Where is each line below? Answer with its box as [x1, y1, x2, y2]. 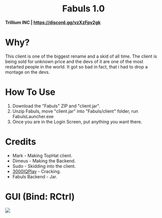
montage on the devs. [5, 69, 50, 75]
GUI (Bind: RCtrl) [5, 191, 75, 202]
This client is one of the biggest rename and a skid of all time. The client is [5, 53, 158, 59]
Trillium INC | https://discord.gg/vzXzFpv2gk [5, 19, 101, 25]
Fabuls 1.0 [62, 3, 105, 14]
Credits [5, 136, 36, 147]
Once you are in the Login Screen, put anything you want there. [12, 119, 143, 125]
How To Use [5, 86, 56, 98]
